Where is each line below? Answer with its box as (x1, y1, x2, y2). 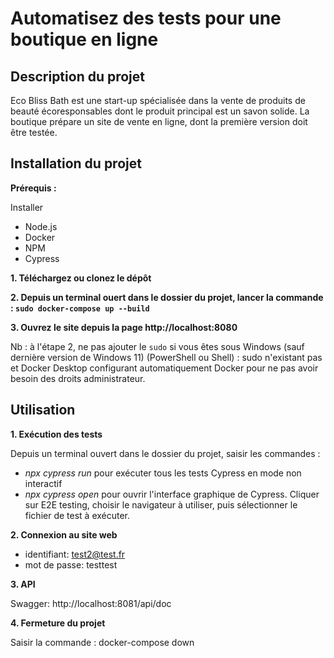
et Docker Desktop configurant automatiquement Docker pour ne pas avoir (10, 362, 319, 374)
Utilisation (10, 402, 76, 419)
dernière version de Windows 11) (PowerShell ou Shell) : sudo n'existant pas (10, 351, 323, 363)
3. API (10, 578, 36, 590)
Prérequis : (10, 182, 57, 194)
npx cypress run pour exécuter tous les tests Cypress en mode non (24, 467, 302, 479)
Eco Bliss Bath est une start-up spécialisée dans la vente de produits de (10, 95, 306, 106)
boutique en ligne (10, 28, 159, 51)
